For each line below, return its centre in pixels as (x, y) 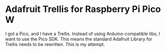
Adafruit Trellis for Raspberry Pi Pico (83, 9)
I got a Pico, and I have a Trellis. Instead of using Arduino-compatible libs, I (83, 33)
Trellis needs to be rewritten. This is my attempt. (55, 44)
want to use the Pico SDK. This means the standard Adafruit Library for (79, 39)
